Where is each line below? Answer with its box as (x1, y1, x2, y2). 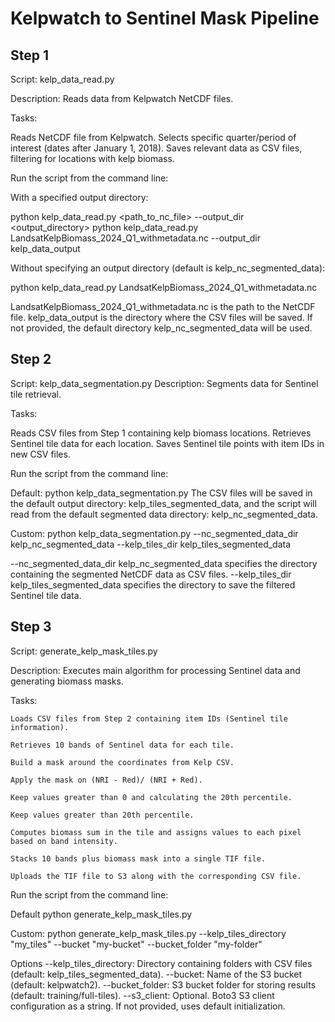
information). (10, 722, 70, 732)
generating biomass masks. (10, 675, 124, 687)
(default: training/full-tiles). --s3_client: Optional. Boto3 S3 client (10, 989, 275, 1001)
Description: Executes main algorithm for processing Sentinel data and (10, 664, 301, 676)
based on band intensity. (10, 836, 118, 846)
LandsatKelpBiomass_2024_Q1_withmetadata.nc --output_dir (10, 232, 262, 244)
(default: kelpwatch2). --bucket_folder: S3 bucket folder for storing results (10, 978, 317, 991)
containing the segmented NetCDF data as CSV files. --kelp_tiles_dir (10, 568, 292, 580)
